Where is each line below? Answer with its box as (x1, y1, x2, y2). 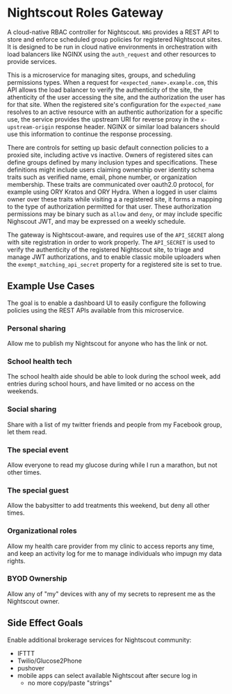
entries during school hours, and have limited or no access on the (7, 380, 195, 388)
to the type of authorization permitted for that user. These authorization (7, 202, 212, 210)
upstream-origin (7, 124, 54, 131)
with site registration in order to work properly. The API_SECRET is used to (7, 238, 215, 246)
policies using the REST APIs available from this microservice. (7, 306, 184, 314)
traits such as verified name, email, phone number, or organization (7, 172, 197, 181)
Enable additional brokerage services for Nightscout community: (7, 636, 192, 644)
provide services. (7, 57, 57, 65)
